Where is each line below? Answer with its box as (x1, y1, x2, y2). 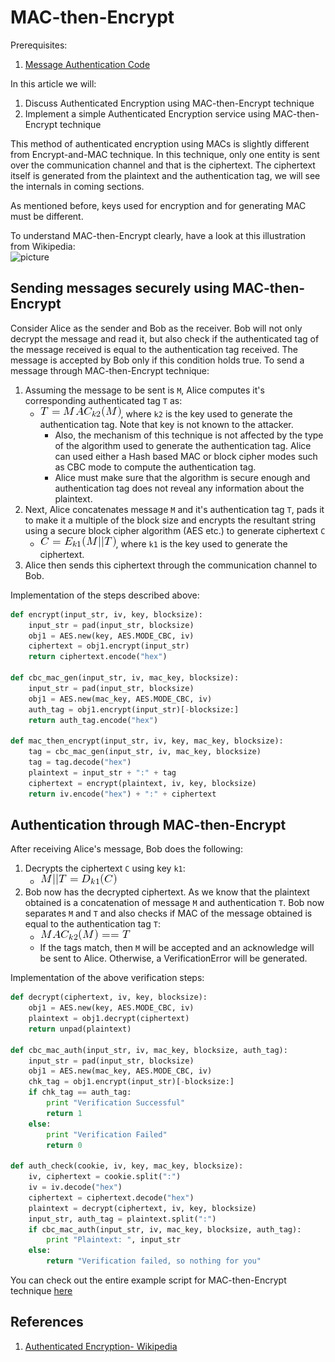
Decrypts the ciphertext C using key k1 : (24, 862, 186, 875)
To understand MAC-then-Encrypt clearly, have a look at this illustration (10, 229, 306, 241)
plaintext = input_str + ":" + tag (28, 767, 177, 778)
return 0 (46, 1140, 83, 1150)
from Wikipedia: (10, 240, 76, 252)
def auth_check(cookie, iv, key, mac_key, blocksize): (10, 1161, 244, 1171)
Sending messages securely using (10, 280, 230, 297)
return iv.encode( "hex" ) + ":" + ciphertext (28, 789, 217, 799)
